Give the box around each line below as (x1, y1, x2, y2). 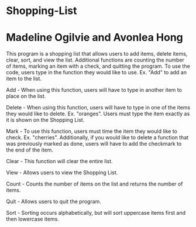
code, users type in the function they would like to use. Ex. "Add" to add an (6, 69, 187, 76)
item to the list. (6, 75, 42, 82)
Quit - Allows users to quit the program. (6, 198, 101, 205)
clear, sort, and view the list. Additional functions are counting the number (6, 57, 184, 64)
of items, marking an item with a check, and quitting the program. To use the (6, 63, 190, 70)
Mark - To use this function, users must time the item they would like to (6, 128, 177, 135)
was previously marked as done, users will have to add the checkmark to (6, 140, 182, 147)
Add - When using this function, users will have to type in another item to (6, 87, 183, 94)
